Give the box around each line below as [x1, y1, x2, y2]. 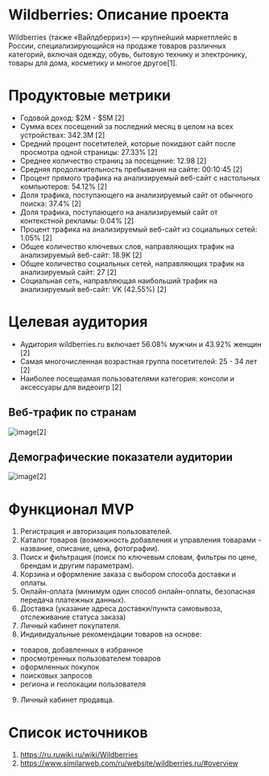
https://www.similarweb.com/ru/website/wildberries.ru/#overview [19, 758, 239, 768]
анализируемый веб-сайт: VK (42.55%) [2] [19, 284, 167, 294]
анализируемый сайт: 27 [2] [19, 267, 117, 277]
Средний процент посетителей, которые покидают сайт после [19, 139, 236, 148]
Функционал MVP [8, 500, 134, 518]
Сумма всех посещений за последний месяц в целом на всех [19, 121, 234, 131]
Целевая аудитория [8, 313, 148, 332]
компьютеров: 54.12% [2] [19, 181, 107, 191]
